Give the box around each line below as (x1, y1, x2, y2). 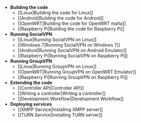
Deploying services (10, 101, 52, 107)
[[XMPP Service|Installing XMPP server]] (17, 106, 103, 112)
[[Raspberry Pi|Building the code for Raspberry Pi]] (17, 26, 125, 32)
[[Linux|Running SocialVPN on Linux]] (17, 36, 97, 43)
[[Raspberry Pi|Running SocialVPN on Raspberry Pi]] (17, 53, 128, 59)
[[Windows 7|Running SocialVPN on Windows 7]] (17, 42, 121, 48)
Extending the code (10, 79, 52, 86)
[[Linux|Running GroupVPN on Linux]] (17, 63, 97, 69)
